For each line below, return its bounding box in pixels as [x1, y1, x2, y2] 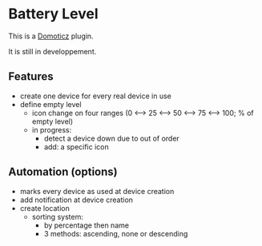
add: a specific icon [43, 141, 110, 152]
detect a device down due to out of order [43, 133, 180, 143]
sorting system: [31, 212, 84, 221]
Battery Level [8, 5, 99, 23]
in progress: [31, 125, 72, 134]
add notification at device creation [19, 195, 134, 204]
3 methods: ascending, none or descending [43, 228, 188, 238]
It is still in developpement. [8, 46, 97, 56]
